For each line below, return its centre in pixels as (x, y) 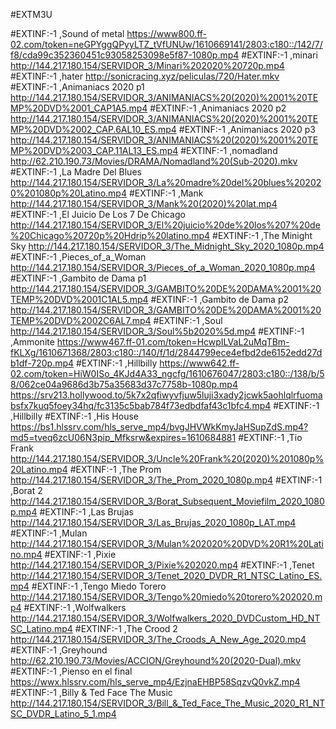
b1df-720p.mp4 (42, 363)
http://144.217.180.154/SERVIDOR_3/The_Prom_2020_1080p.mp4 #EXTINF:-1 (166, 480)
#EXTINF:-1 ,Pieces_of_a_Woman (78, 257)
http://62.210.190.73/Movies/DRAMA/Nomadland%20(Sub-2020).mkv (154, 161)
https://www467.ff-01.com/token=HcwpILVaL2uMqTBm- (173, 342)
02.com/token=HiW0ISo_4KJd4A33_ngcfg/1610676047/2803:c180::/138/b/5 (167, 373)
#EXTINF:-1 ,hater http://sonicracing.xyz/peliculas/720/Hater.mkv (145, 76)
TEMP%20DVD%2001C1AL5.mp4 (79, 299)
